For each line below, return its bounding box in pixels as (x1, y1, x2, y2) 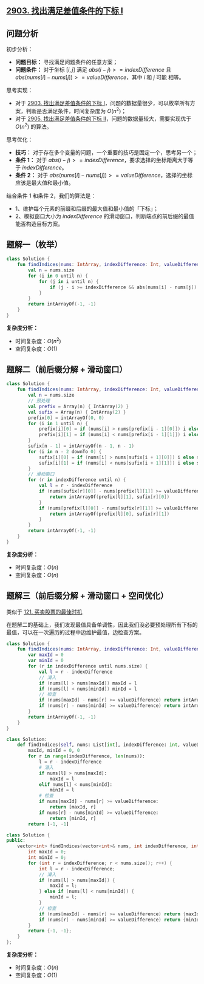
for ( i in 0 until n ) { (28, 273, 88, 279)
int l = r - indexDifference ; (38, 866, 115, 872)
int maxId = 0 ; (28, 849, 67, 855)
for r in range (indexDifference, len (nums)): (28, 753, 146, 759)
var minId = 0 (28, 658, 64, 664)
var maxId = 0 (28, 652, 64, 658)
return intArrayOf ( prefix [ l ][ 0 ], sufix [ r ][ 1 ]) (49, 511, 170, 517)
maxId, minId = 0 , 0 (28, 748, 80, 754)
